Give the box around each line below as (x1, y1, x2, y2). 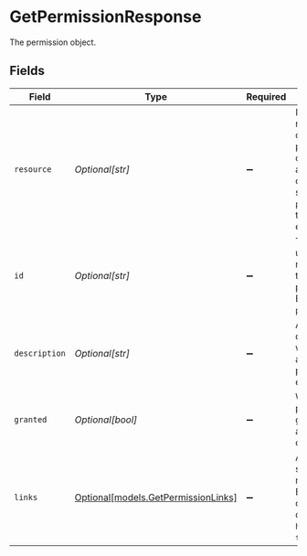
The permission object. (9, 37, 97, 48)
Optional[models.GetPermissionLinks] (74, 491, 238, 504)
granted (14, 414, 48, 424)
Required (246, 90, 287, 102)
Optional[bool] (74, 413, 138, 426)
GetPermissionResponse (9, 6, 202, 27)
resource (14, 164, 52, 175)
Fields (9, 63, 46, 79)
